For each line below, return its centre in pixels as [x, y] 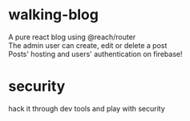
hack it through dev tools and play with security [87, 108]
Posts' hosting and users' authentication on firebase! [95, 54]
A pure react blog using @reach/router [72, 37]
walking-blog [53, 15]
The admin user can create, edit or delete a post [88, 45]
